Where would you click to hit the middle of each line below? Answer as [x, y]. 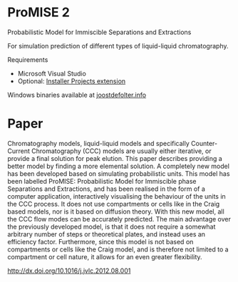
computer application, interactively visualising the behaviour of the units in [117, 196]
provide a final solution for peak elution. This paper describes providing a [115, 158]
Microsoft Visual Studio [52, 73]
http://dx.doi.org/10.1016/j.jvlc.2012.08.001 [69, 271]
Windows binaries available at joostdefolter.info [77, 95]
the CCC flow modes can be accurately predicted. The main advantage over [119, 219]
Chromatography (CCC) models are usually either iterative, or [121, 151]
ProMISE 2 [38, 12]
